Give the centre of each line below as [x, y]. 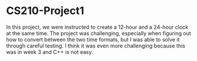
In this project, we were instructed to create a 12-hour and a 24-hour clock [97, 27]
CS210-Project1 [45, 11]
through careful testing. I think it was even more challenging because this [96, 46]
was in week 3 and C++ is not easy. [50, 52]
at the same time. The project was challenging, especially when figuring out [99, 33]
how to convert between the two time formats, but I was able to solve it [93, 39]
